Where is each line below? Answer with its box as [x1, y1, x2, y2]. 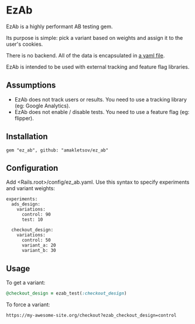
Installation [6, 131, 48, 141]
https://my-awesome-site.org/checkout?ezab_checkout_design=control [6, 312, 177, 319]
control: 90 [21, 212, 51, 218]
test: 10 [21, 217, 43, 223]
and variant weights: [6, 185, 56, 192]
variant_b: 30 [21, 248, 57, 254]
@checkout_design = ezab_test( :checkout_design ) [6, 291, 127, 296]
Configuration [6, 163, 59, 173]
